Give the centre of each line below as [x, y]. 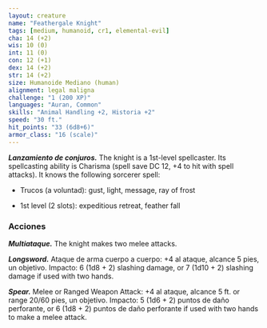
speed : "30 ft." [35, 120]
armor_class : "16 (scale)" [53, 134]
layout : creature [37, 16]
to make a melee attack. [48, 317]
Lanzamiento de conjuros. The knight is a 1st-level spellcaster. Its [117, 158]
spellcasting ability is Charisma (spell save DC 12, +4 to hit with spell [121, 166]
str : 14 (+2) [30, 75]
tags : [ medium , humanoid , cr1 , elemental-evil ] [89, 30]
